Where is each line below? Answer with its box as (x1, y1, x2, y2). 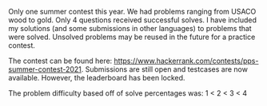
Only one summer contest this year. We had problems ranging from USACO (8, 7, 257, 16)
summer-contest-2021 (8, 65, 82, 74)
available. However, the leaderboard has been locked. (8, 73, 185, 82)
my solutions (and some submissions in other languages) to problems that (8, 24, 252, 33)
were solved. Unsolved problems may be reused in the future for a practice (8, 32, 256, 41)
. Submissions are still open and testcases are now (81, 65, 248, 74)
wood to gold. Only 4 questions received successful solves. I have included (8, 15, 257, 25)
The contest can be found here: (8, 56, 113, 65)
